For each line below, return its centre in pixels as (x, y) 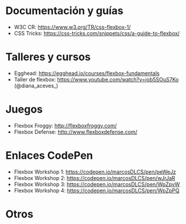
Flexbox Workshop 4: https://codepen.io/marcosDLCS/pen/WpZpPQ (97, 190)
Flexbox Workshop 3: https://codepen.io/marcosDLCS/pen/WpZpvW (97, 184)
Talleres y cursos (48, 57)
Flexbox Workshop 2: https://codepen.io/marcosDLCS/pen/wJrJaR (94, 178)
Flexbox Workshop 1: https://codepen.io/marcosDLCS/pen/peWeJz (95, 172)
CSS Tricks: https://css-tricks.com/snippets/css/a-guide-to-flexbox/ (97, 33)
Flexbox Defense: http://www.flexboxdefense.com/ (75, 132)
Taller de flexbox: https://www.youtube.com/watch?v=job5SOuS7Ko (96, 79)
